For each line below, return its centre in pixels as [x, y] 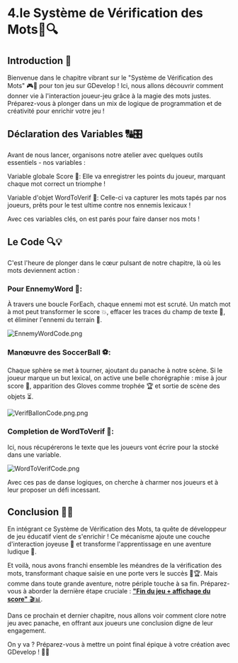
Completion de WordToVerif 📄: [61, 431]
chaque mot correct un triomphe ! [57, 183]
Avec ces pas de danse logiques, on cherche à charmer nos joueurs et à [113, 482]
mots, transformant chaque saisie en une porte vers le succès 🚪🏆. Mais [113, 573]
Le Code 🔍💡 [35, 242]
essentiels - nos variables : [47, 162]
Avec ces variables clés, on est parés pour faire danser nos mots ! [104, 219]
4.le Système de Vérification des [105, 13]
